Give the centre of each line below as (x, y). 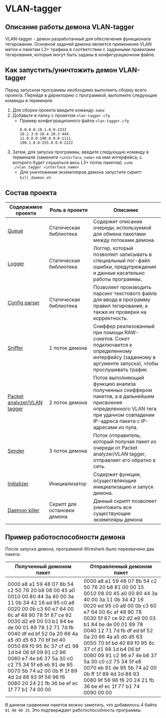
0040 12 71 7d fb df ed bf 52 (118, 631)
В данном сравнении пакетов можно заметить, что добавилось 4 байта (81, 705)
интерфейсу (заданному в (124, 357)
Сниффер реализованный (124, 326)
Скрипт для (63, 504)
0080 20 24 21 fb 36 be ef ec (43, 683)
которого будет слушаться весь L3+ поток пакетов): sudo (73, 162)
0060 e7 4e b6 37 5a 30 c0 (40, 658)
